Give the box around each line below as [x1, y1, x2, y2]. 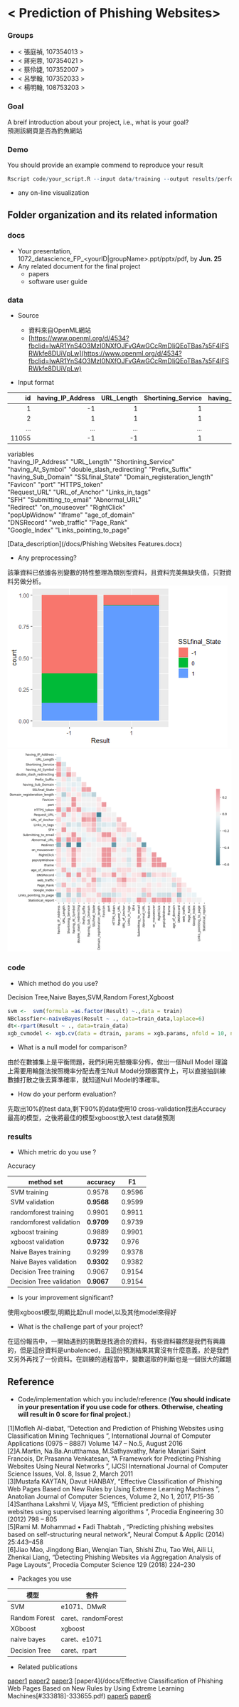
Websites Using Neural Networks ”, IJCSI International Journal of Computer [7, 1461, 228, 1470]
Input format [17, 378, 55, 386]
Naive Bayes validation [10, 1257, 77, 1266]
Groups [7, 31, 34, 41]
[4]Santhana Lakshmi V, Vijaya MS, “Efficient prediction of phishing [7, 1499, 204, 1508]
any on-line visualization [17, 188, 90, 197]
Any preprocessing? [17, 553, 77, 562]
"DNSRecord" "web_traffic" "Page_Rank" [7, 518, 128, 526]
